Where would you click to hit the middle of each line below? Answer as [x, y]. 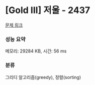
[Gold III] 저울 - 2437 [48, 10]
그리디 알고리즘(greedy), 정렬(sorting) [43, 77]
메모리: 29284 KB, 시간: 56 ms [36, 51]
